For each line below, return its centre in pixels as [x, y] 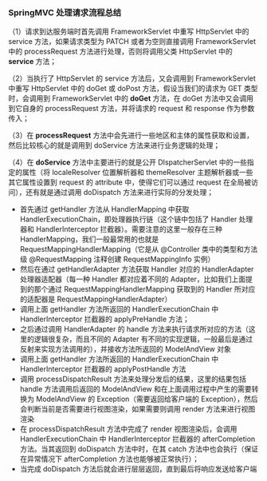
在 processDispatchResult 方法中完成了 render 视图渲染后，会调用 [128, 429]
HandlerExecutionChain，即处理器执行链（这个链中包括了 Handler [128, 219]
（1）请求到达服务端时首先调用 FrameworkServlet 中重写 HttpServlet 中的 [129, 32]
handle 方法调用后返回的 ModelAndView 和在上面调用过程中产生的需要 [136, 389]
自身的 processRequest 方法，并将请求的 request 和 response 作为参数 [138, 109]
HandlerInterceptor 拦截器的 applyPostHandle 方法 [103, 369]
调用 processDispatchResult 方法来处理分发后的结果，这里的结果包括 [133, 379]
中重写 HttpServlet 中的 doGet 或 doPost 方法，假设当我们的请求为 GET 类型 [133, 89]
